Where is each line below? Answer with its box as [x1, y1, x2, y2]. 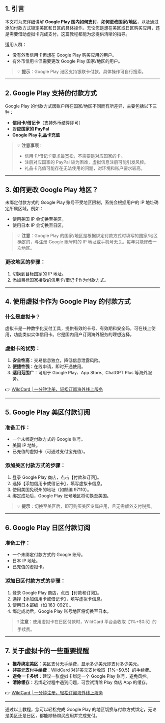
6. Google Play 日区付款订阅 [5, 524, 91, 532]
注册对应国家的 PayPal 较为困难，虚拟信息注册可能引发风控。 [24, 159, 149, 165]
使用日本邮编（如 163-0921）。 [12, 602, 74, 608]
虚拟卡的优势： [5, 345, 41, 352]
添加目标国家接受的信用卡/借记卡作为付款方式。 [12, 277, 109, 283]
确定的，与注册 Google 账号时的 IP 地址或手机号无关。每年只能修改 [17, 239, 153, 245]
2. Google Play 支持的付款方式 [5, 89, 97, 98]
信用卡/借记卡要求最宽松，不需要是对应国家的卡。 [24, 153, 125, 159]
